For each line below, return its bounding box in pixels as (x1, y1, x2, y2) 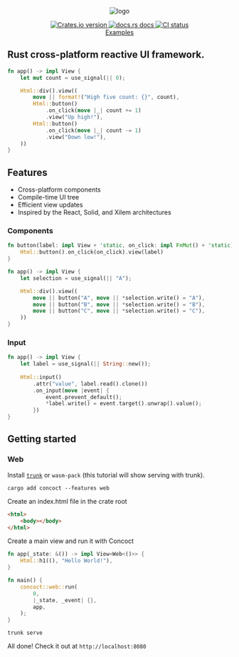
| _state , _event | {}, (33, 596, 97, 604)
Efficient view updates (17, 200, 83, 209)
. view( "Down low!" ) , (45, 133, 107, 140)
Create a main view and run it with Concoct (7, 537, 134, 545)
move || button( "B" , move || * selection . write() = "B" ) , (33, 301, 206, 308)
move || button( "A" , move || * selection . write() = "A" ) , (33, 294, 206, 301)
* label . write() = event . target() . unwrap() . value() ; (45, 400, 202, 408)
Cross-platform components (17, 185, 101, 194)
